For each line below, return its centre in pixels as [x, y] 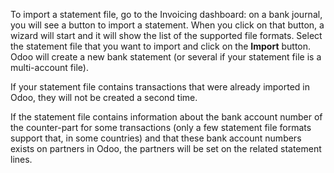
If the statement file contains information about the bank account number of [166, 117]
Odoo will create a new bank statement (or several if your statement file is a [166, 57]
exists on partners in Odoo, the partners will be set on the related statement [166, 148]
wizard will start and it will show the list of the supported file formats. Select [166, 35]
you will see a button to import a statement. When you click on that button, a [167, 25]
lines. [21, 159]
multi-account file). [49, 67]
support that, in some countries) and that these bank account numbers [156, 138]
